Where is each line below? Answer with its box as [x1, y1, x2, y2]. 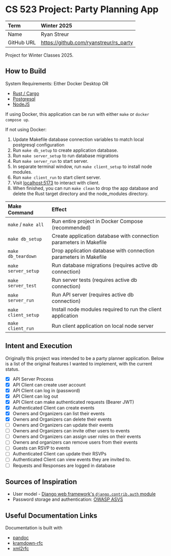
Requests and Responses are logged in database [12, 462, 116, 468]
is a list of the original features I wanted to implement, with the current [5, 360, 153, 367]
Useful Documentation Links [5, 511, 98, 520]
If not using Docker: [5, 126, 47, 132]
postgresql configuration [12, 141, 65, 148]
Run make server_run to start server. [12, 158, 89, 164]
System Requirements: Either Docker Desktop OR [5, 80, 108, 86]
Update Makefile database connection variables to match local [12, 136, 144, 142]
